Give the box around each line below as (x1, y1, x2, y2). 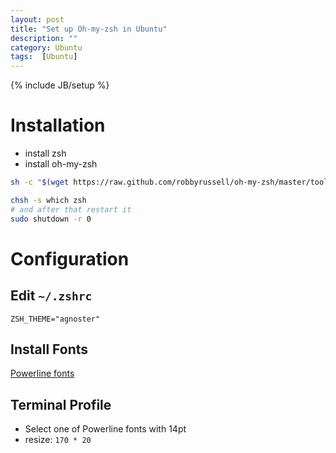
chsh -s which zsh (10, 195, 87, 205)
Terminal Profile (10, 396, 112, 413)
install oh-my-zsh (24, 158, 98, 170)
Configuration (10, 247, 130, 270)
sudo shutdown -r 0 (10, 214, 92, 224)
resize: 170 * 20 (24, 434, 92, 446)
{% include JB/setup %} (10, 79, 110, 91)
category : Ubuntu (10, 42, 83, 53)
